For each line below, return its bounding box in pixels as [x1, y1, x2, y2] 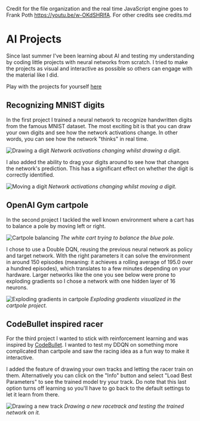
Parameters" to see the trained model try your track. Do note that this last [6, 378, 187, 386]
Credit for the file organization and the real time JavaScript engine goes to [6, 5, 189, 12]
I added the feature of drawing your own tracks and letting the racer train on [6, 365, 194, 373]
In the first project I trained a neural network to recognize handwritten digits [6, 116, 193, 123]
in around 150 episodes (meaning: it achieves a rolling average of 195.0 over [6, 258, 193, 265]
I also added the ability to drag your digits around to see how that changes [6, 158, 189, 165]
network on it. [6, 409, 41, 416]
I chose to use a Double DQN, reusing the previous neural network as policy [6, 246, 193, 253]
